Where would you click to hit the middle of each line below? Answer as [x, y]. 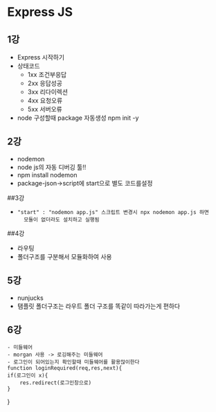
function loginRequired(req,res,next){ [65, 368]
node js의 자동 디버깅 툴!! [52, 167]
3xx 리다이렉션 [47, 92]
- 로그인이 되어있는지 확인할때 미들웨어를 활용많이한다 [73, 362]
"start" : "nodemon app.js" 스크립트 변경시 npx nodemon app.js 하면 [113, 212]
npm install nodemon [47, 174]
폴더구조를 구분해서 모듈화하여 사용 [64, 256]
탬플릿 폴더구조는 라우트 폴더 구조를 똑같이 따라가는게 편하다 [99, 306]
